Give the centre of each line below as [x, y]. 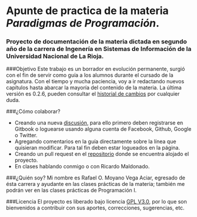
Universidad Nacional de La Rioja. [55, 56]
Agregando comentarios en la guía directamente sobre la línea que [95, 141]
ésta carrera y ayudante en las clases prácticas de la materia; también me [96, 184]
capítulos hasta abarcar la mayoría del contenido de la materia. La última [94, 88]
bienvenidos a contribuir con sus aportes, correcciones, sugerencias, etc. [95, 208]
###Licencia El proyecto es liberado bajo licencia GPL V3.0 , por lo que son [96, 202]
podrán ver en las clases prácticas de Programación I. [71, 190]
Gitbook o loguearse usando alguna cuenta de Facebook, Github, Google [103, 129]
